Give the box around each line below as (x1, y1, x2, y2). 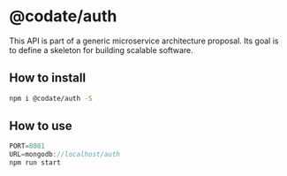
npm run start (9, 158, 62, 167)
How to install (9, 71, 87, 86)
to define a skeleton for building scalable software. (9, 44, 194, 55)
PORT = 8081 (9, 142, 46, 151)
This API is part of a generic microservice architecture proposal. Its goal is (9, 35, 279, 46)
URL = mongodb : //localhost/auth (9, 150, 121, 159)
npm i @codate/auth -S (9, 94, 93, 103)
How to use (9, 119, 72, 134)
